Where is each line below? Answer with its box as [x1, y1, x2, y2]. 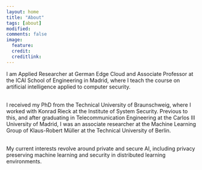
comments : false [6, 31, 47, 37]
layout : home [6, 8, 39, 15]
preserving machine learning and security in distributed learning [6, 151, 166, 159]
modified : [6, 25, 31, 32]
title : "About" [6, 14, 45, 20]
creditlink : [11, 54, 42, 60]
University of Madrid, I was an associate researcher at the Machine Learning [6, 120, 197, 127]
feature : [11, 43, 34, 49]
